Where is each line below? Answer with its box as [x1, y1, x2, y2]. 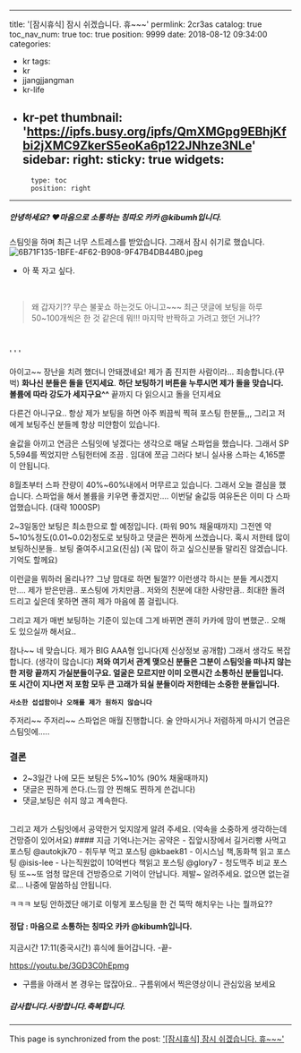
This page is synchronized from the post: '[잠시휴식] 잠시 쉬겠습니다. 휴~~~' [9, 1033, 285, 1044]
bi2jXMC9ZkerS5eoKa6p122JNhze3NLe [21, 138, 253, 153]
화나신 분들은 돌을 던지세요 [21, 377, 115, 388]
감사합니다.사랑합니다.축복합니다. [9, 1000, 126, 1012]
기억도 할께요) [9, 554, 58, 565]
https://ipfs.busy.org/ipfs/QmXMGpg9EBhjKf [26, 124, 287, 140]
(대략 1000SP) [49, 501, 101, 512]
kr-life [21, 84, 45, 95]
